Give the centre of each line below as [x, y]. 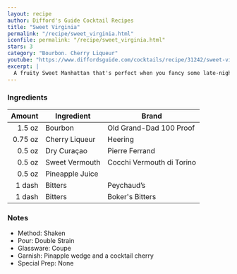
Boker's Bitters [132, 196]
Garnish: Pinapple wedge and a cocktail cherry [85, 256]
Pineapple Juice [72, 174]
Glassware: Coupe [44, 249]
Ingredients [28, 97]
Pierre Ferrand [131, 150]
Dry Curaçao [67, 150]
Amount [25, 116]
